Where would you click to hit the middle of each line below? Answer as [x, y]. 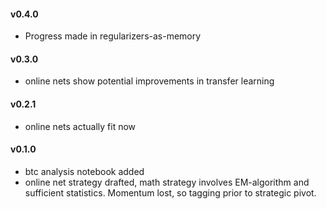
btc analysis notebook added [84, 171]
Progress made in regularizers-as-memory [113, 36]
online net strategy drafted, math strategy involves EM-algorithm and [167, 182]
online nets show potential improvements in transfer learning [149, 81]
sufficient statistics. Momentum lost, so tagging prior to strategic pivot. [170, 192]
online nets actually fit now [80, 126]
